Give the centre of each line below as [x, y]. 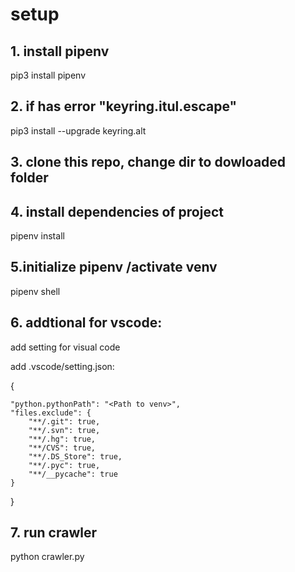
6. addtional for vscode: [86, 323]
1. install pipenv [60, 51]
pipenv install [37, 236]
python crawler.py [47, 557]
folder [29, 178]
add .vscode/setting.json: [62, 366]
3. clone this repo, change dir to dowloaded [148, 162]
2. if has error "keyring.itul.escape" [124, 106]
